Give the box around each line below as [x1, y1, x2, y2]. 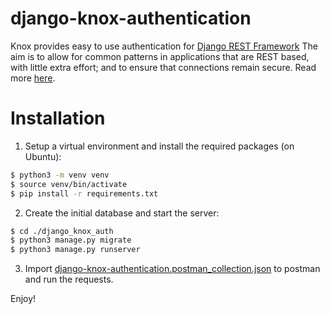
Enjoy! [10, 293, 37, 305]
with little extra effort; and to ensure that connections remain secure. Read [10, 61, 317, 73]
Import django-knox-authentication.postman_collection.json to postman [24, 263, 321, 275]
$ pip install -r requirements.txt [10, 188, 159, 199]
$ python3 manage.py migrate [10, 235, 132, 246]
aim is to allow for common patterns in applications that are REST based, [10, 50, 310, 62]
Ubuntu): [24, 150, 62, 162]
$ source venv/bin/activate [10, 179, 128, 189]
